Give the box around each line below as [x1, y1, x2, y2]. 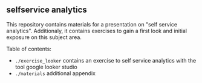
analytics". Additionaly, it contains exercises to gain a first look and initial [6, 27, 187, 34]
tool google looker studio [15, 63, 77, 70]
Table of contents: [6, 45, 51, 52]
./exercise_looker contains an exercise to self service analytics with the [15, 57, 197, 64]
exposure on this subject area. [6, 33, 82, 41]
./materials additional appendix [15, 69, 96, 77]
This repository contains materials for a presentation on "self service [6, 20, 177, 28]
